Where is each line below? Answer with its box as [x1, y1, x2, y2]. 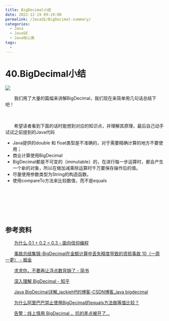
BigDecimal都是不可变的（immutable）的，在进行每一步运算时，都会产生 [12, 158, 163, 165]
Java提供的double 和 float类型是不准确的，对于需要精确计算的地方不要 [12, 139, 159, 146]
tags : [5, 40, 17, 45]
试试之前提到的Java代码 [5, 129, 55, 135]
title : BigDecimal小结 [5, 7, 51, 13]
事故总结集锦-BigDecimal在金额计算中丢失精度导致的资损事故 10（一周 [14, 251, 160, 257]
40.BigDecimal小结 [5, 68, 87, 79]
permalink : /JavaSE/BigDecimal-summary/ [5, 17, 92, 22]
